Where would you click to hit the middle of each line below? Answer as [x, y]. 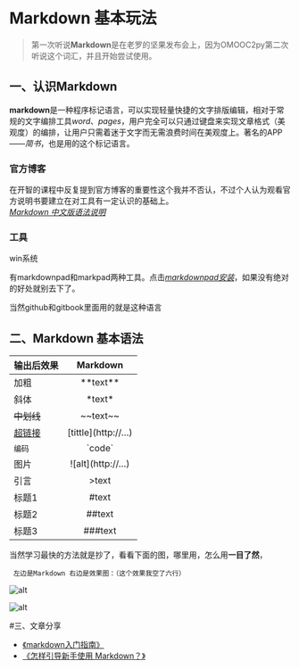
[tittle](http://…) [100, 433]
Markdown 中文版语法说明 [58, 212]
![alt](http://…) [100, 464]
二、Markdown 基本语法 [77, 339]
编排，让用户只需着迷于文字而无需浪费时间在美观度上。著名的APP [161, 132]
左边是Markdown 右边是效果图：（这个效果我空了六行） [99, 574]
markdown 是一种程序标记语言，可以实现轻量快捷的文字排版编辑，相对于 [143, 110]
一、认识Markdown [63, 87]
